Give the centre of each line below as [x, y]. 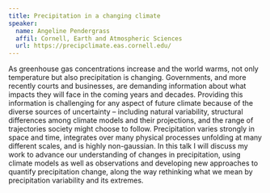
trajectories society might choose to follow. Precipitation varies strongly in [131, 129]
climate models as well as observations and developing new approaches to [133, 163]
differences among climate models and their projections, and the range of [131, 120]
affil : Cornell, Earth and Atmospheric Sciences [99, 38]
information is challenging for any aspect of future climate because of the [131, 103]
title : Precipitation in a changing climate [84, 16]
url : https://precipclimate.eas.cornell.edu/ [94, 46]
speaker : [23, 23]
